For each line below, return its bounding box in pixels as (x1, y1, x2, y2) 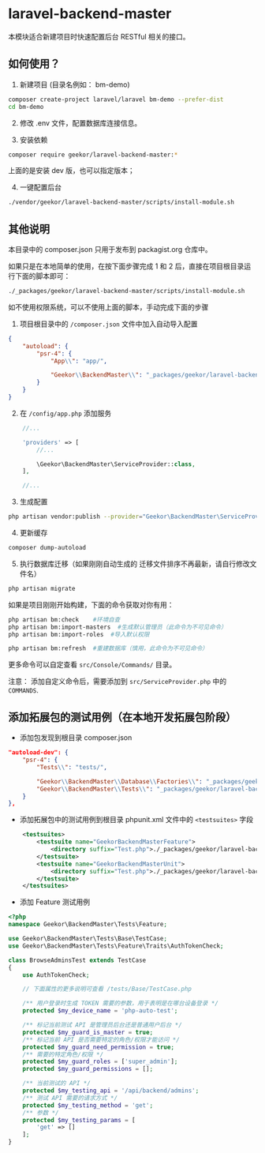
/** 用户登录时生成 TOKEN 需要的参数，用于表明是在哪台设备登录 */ (22, 1000, 219, 1008)
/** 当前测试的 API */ (22, 1080, 91, 1087)
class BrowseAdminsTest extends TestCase (8, 956, 147, 964)
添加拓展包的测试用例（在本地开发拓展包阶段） (8, 710, 237, 723)
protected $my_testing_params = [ (22, 1116, 136, 1124)
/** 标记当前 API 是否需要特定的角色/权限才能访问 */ (22, 1035, 180, 1043)
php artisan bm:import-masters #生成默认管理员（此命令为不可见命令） (8, 623, 227, 631)
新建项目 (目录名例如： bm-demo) (19, 80, 130, 89)
